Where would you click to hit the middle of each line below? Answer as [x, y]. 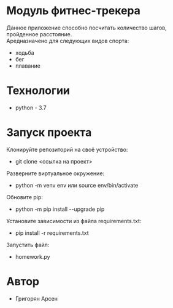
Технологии [38, 91]
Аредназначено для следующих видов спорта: [68, 41]
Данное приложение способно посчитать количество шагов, [87, 28]
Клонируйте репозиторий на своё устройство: [67, 149]
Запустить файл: [28, 245]
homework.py [33, 256]
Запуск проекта [49, 132]
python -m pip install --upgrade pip [60, 209]
